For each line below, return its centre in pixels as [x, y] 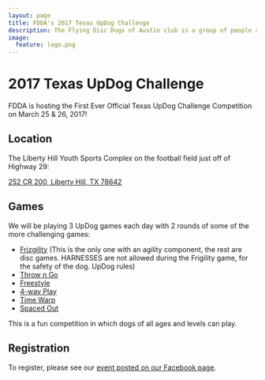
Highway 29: [29, 166]
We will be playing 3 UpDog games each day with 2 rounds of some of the [129, 225]
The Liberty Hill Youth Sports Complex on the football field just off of [119, 158]
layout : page [30, 15]
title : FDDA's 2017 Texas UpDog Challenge [79, 23]
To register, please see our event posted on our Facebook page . [112, 367]
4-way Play [38, 291]
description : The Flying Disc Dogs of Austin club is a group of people [130, 30]
